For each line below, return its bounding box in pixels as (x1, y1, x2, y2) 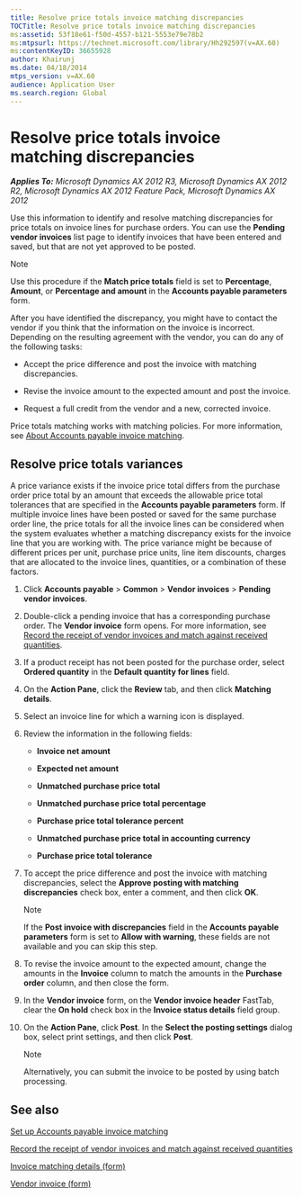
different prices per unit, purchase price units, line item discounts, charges (10, 547, 287, 558)
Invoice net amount (36, 746, 111, 757)
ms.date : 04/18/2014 (10, 64, 88, 73)
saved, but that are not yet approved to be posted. (10, 241, 196, 252)
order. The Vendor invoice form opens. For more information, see (22, 620, 267, 631)
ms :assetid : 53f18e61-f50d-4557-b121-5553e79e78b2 (10, 30, 204, 39)
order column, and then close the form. (22, 977, 170, 988)
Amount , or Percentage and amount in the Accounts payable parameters (10, 285, 288, 297)
